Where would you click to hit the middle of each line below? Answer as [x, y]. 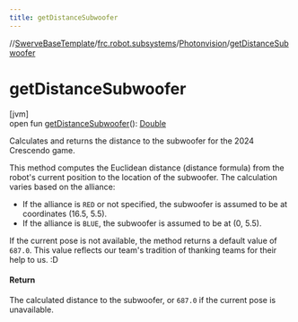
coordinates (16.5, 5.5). [65, 213]
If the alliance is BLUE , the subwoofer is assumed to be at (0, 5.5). [142, 223]
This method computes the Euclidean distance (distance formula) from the [147, 168]
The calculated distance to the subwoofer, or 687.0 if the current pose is [143, 300]
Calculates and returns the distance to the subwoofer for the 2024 [131, 141]
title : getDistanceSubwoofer [64, 17]
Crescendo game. [43, 150]
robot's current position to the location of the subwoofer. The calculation [144, 177]
